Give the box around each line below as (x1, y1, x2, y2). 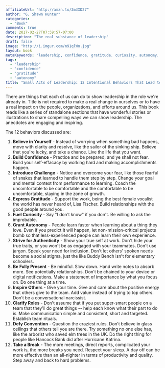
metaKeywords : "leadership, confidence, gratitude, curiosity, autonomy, (5, 52, 160, 58)
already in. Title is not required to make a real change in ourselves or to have (5, 98, 160, 104)
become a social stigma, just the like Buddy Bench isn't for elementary (12, 253, 155, 259)
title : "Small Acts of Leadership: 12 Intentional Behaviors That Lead (5, 80, 155, 85)
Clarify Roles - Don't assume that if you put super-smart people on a (12, 300, 152, 306)
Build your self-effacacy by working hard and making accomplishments (12, 159, 157, 165)
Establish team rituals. (12, 316, 58, 321)
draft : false (5, 39, 32, 44)
